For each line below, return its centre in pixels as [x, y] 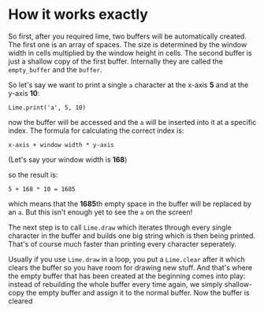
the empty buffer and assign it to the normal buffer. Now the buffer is [138, 292]
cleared [20, 301]
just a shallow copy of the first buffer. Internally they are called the [115, 61]
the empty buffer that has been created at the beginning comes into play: [127, 276]
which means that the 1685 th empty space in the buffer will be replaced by [130, 204]
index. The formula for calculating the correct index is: [96, 130]
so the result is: [33, 174]
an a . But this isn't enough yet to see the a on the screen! [100, 212]
